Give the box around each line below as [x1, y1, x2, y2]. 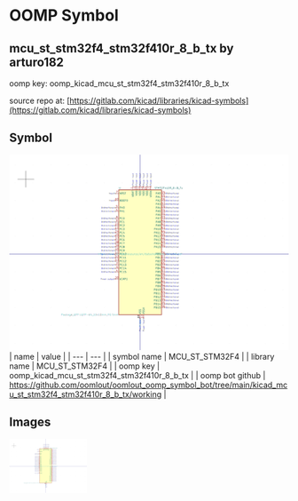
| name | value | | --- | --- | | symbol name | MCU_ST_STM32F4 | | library [9, 351, 275, 362]
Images [9, 415, 51, 430]
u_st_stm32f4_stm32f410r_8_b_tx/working [9, 388, 162, 400]
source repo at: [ [9, 95, 70, 106]
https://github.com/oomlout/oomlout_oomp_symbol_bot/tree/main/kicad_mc [9, 379, 288, 390]
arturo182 [9, 54, 65, 69]
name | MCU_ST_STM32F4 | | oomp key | [9, 361, 161, 371]
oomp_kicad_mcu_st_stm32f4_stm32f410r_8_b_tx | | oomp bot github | [9, 370, 266, 380]
